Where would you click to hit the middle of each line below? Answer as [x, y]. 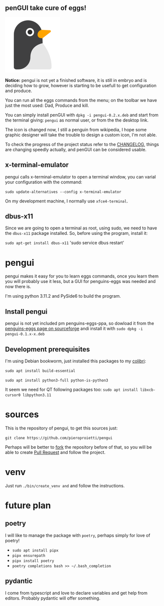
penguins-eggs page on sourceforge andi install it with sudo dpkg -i [74, 328]
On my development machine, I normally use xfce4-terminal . [67, 201]
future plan [28, 506]
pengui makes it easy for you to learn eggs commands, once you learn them [82, 276]
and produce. [19, 91]
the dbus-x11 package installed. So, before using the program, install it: [76, 233]
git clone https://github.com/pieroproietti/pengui [59, 438]
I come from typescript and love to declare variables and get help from [76, 593]
